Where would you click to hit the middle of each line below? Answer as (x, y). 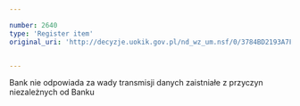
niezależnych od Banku (52, 92)
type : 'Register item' (51, 33)
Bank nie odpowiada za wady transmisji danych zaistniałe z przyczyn (136, 83)
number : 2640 (33, 25)
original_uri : (36, 42)
